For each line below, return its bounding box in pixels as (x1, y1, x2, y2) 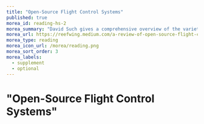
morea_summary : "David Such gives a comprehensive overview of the (6, 26, 181, 32)
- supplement (12, 60, 45, 66)
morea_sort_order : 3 (6, 49, 59, 55)
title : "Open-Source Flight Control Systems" (6, 9, 123, 15)
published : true (6, 15, 47, 21)
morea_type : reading (6, 37, 59, 43)
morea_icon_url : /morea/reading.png (6, 43, 99, 49)
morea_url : (6, 32, 34, 38)
